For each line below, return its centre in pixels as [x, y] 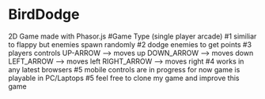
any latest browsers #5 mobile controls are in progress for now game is [124, 69]
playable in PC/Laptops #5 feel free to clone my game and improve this [124, 78]
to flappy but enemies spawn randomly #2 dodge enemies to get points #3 [130, 44]
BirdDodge [44, 15]
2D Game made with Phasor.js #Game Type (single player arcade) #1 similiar [132, 36]
